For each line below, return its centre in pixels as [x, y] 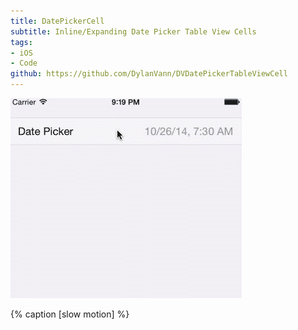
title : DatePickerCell [57, 21]
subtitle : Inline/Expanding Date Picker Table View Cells [133, 31]
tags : [21, 42]
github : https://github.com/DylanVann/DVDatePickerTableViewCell [149, 74]
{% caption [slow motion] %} [70, 314]
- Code [24, 63]
